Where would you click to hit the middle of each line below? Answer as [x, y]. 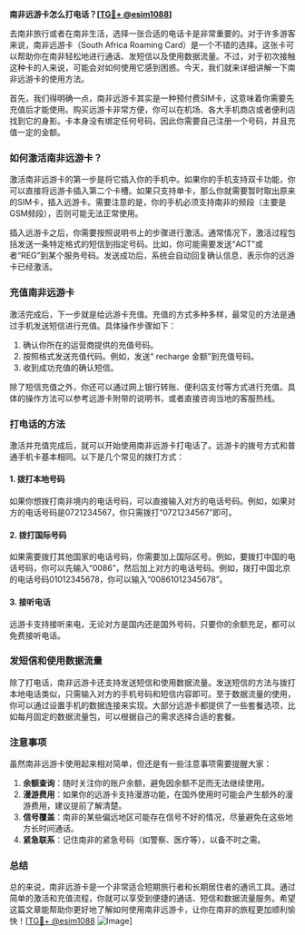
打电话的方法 [38, 424]
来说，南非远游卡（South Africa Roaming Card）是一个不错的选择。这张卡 [148, 45]
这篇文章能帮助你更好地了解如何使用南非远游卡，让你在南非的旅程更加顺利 [148, 910]
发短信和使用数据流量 [56, 661]
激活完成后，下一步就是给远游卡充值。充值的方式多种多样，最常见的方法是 [148, 314]
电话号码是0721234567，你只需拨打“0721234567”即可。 [131, 513]
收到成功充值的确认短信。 [70, 368]
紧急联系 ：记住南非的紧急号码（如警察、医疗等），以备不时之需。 [144, 840]
